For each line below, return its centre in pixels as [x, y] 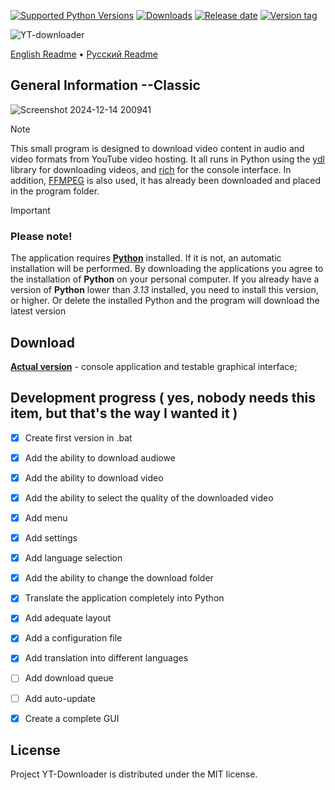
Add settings [51, 538]
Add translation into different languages [106, 658]
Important [30, 210]
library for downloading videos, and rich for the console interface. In [151, 169]
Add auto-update [60, 698]
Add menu [46, 517]
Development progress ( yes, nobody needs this [163, 398]
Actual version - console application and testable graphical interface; [154, 366]
